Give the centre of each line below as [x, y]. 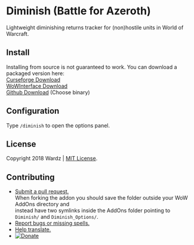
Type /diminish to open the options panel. [58, 125]
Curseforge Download [33, 79]
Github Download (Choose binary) [48, 92]
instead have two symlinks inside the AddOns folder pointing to [93, 210]
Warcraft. [18, 33]
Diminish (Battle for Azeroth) [78, 11]
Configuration [33, 111]
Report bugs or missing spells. [52, 223]
